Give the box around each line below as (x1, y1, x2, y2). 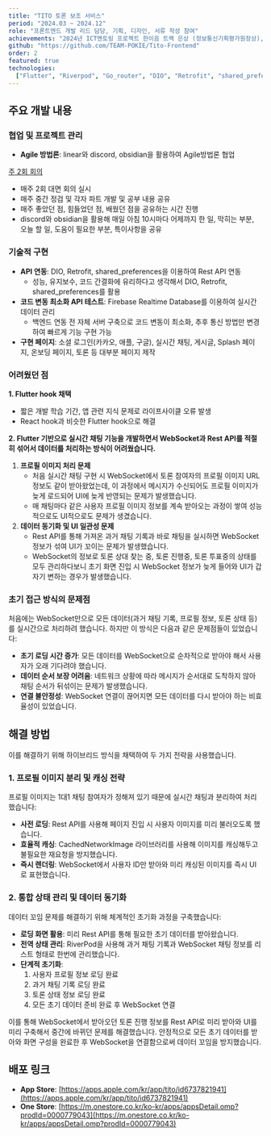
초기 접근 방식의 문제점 (8, 594, 91, 605)
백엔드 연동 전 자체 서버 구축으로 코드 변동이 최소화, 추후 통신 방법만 (31, 316, 245, 327)
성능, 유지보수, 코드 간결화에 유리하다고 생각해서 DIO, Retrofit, (31, 276, 227, 286)
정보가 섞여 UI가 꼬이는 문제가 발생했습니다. (31, 541, 169, 551)
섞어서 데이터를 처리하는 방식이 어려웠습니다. (16, 443, 156, 453)
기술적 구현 (8, 247, 49, 258)
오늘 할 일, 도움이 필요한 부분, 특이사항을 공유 (19, 224, 163, 234)
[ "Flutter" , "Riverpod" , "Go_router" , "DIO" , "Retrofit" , (15, 72, 215, 80)
